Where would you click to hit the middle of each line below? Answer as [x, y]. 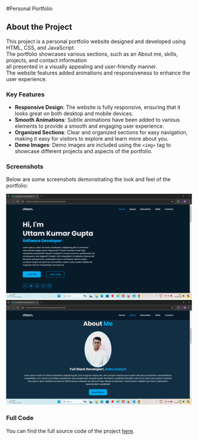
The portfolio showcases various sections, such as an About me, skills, [92, 54]
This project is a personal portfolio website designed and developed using [96, 41]
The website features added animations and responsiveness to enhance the [98, 73]
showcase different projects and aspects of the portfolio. [84, 151]
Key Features [26, 94]
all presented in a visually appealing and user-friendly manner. [82, 66]
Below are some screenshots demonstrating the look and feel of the [88, 179]
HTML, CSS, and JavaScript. [41, 47]
